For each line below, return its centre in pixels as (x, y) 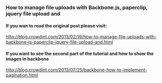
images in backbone (27, 58)
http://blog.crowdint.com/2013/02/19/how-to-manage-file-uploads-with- (81, 37)
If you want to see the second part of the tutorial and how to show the (80, 53)
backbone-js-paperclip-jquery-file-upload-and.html (59, 42)
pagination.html (22, 75)
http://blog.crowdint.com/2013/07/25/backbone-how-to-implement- (76, 70)
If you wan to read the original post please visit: (56, 25)
